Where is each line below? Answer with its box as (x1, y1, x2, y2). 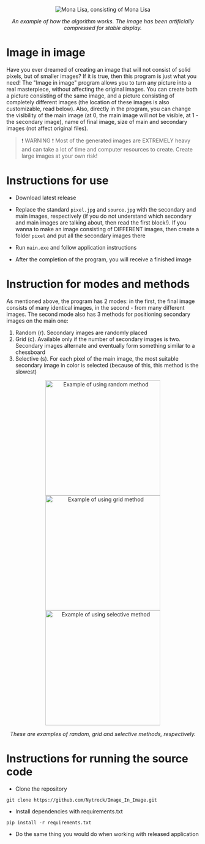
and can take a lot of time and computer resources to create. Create (21, 145, 193, 153)
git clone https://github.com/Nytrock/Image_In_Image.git (6, 797, 157, 803)
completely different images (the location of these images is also (6, 98, 170, 105)
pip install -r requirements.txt (6, 819, 92, 826)
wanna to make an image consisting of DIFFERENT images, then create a (15, 225, 199, 232)
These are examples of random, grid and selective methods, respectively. (10, 730, 196, 737)
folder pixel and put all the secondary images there (15, 232, 146, 239)
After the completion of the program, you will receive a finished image (15, 255, 192, 263)
